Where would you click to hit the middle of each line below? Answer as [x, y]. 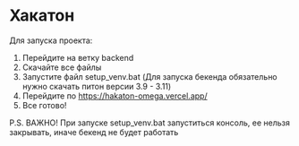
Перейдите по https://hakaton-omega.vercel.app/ [115, 96]
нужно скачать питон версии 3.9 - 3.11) [97, 86]
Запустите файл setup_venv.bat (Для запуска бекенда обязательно [149, 76]
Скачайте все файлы [62, 67]
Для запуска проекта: [51, 40]
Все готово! [44, 105]
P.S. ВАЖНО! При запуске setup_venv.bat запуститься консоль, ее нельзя [150, 123]
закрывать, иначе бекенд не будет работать [94, 132]
